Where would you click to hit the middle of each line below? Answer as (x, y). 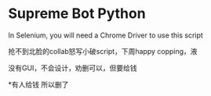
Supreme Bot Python (77, 14)
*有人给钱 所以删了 (38, 84)
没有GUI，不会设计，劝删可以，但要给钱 (73, 68)
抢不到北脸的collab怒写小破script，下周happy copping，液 (103, 51)
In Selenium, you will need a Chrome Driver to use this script (106, 35)
